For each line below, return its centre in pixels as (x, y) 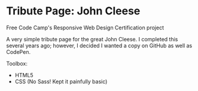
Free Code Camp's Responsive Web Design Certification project (85, 28)
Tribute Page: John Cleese (73, 11)
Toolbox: (17, 63)
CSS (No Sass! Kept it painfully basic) (61, 81)
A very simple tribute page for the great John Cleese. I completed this (92, 39)
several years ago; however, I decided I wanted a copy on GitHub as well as (99, 45)
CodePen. (19, 51)
